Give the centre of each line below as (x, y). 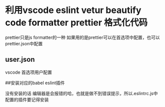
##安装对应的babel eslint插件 (35, 83)
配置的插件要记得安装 (27, 100)
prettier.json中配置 (24, 43)
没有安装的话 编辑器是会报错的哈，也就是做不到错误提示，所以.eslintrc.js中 (82, 93)
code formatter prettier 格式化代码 (76, 23)
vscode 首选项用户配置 (29, 72)
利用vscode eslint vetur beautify (73, 10)
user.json (20, 59)
